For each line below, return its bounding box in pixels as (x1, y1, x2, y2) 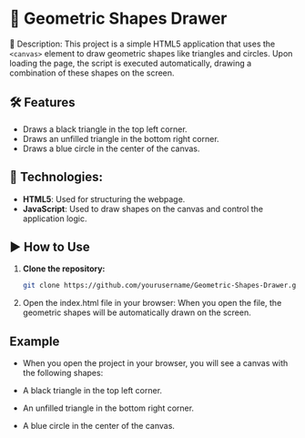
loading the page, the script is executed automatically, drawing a (9, 57, 252, 68)
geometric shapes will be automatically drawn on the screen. (22, 307, 252, 318)
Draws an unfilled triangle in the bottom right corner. (22, 133, 220, 144)
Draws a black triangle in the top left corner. (22, 123, 188, 135)
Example (9, 333, 60, 349)
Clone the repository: (22, 263, 106, 274)
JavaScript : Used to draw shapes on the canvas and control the (22, 203, 264, 214)
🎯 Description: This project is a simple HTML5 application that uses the (9, 38, 276, 49)
